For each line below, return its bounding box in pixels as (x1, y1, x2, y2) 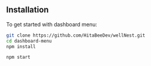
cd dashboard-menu (6, 38, 52, 44)
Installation (6, 5, 49, 15)
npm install (6, 43, 36, 50)
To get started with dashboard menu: (6, 20, 97, 28)
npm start (6, 54, 31, 61)
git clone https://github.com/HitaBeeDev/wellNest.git (6, 32, 146, 38)
